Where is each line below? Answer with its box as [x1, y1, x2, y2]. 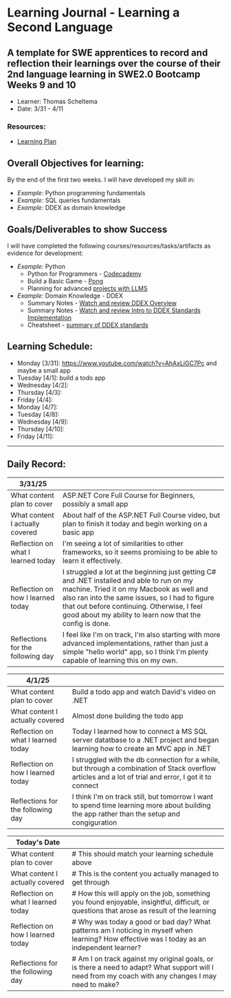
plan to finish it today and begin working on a [62, 519, 208, 528]
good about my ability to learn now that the [62, 610, 201, 620]
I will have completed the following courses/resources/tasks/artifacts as [7, 241, 211, 250]
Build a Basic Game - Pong [27, 276, 104, 285]
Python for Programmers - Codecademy [27, 270, 142, 278]
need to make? [71, 979, 120, 989]
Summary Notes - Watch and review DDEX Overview [27, 299, 177, 307]
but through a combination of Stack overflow [71, 763, 217, 773]
